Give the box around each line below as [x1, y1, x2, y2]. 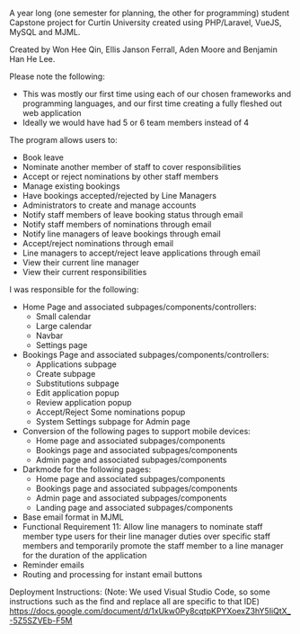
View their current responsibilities [22, 267, 147, 277]
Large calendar [35, 321, 93, 331]
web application [22, 108, 83, 118]
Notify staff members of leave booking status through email [22, 210, 243, 219]
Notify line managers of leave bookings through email [22, 228, 222, 239]
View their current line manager [22, 257, 139, 268]
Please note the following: [9, 71, 105, 82]
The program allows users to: [9, 135, 119, 145]
